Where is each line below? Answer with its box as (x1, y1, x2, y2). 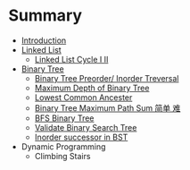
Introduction (21, 35, 67, 46)
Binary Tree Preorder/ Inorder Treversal (34, 72, 179, 83)
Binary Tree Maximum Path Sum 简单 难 (34, 102, 181, 113)
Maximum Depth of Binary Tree (34, 82, 150, 93)
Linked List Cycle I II (34, 54, 109, 64)
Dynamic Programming (21, 140, 106, 152)
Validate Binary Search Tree (34, 122, 137, 132)
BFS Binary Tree (34, 113, 95, 123)
